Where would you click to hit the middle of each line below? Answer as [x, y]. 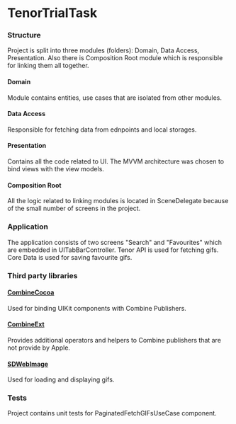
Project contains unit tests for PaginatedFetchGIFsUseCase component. [112, 413]
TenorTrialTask [52, 13]
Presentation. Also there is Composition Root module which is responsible [115, 58]
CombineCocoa [31, 292]
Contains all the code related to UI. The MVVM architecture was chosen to [116, 161]
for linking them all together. [49, 66]
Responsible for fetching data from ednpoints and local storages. [102, 130]
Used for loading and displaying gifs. [61, 379]
